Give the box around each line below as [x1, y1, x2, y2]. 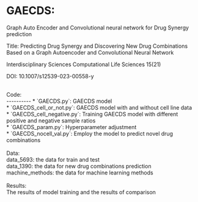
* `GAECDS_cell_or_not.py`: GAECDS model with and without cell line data [6, 103, 193, 111]
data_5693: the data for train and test [6, 155, 100, 163]
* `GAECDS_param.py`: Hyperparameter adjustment [6, 123, 137, 130]
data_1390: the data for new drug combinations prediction [6, 162, 152, 170]
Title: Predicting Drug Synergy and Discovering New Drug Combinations [6, 42, 188, 50]
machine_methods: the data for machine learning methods [6, 169, 154, 176]
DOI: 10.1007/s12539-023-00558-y [6, 72, 94, 80]
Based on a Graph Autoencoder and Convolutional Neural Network [6, 48, 174, 56]
